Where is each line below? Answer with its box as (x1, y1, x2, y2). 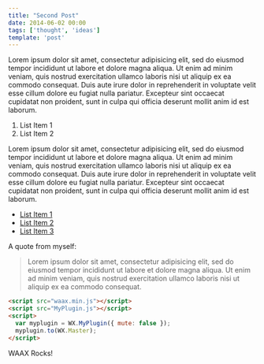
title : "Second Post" (8, 11, 80, 20)
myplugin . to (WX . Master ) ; (15, 326, 97, 335)
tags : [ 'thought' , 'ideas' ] (8, 26, 101, 34)
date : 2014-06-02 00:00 (8, 19, 87, 27)
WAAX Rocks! (8, 348, 54, 358)
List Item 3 (19, 226, 54, 236)
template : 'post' (8, 33, 65, 42)
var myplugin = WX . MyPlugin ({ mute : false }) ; (15, 319, 171, 327)
